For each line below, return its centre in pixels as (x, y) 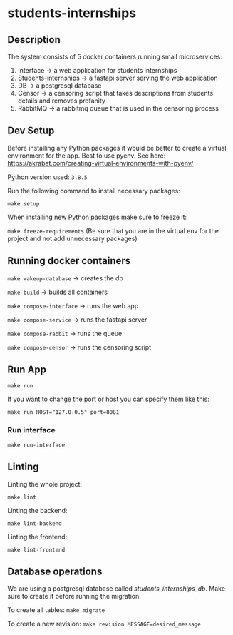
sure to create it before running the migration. (74, 596)
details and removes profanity (61, 101)
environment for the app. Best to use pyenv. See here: (87, 156)
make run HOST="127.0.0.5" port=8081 (63, 412)
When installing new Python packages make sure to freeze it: (97, 217)
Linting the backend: (37, 510)
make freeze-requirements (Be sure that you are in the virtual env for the (113, 230)
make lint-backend (35, 523)
